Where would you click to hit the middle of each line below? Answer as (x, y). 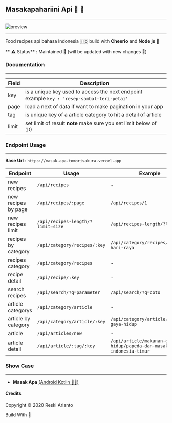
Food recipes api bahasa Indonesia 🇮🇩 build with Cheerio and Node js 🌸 (82, 41)
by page (18, 209)
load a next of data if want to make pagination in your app (94, 107)
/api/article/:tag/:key (66, 346)
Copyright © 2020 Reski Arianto (39, 405)
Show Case (20, 366)
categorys (20, 311)
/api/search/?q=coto (135, 292)
